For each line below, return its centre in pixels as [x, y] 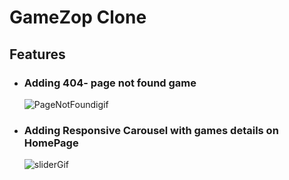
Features [37, 54]
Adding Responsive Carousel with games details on [151, 130]
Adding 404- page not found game [110, 83]
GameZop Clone [78, 17]
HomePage [51, 143]
